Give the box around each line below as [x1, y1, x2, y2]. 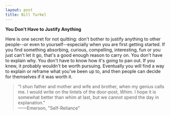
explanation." [17, 99, 46, 105]
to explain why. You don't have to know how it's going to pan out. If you [5, 57, 155, 63]
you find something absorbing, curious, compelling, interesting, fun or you [5, 47, 161, 53]
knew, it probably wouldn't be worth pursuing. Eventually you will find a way [5, 63, 164, 69]
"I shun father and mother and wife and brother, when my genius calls [17, 83, 164, 89]
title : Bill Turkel [5, 12, 47, 17]
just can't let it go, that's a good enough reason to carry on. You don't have [5, 52, 163, 58]
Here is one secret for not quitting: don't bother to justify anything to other [5, 36, 161, 42]
